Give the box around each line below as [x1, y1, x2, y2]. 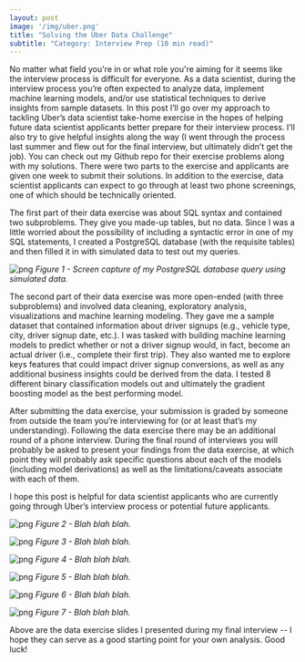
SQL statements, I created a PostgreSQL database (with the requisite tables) [9, 236, 296, 247]
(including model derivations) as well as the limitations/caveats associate [9, 464, 283, 475]
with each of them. [9, 473, 80, 484]
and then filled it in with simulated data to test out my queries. [9, 246, 241, 257]
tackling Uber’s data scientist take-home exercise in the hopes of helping [9, 112, 284, 123]
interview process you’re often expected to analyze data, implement [9, 83, 265, 94]
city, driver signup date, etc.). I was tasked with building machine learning [9, 330, 286, 341]
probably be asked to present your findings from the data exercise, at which [9, 444, 294, 456]
